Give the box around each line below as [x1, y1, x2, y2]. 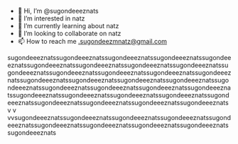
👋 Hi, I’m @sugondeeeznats [17, 7, 99, 15]
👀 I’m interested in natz [17, 14, 85, 23]
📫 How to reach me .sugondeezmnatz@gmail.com [17, 37, 168, 45]
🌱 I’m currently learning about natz [17, 22, 119, 30]
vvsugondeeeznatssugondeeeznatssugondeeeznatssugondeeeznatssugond [7, 114, 232, 121]
